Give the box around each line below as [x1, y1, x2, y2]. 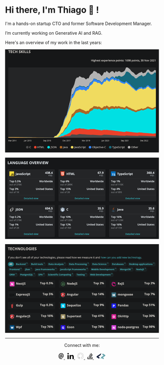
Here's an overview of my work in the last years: [5, 39, 102, 46]
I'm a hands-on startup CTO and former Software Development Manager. [5, 21, 152, 26]
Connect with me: [64, 342, 100, 348]
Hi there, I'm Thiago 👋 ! [5, 4, 99, 16]
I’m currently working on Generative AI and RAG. [5, 30, 102, 36]
